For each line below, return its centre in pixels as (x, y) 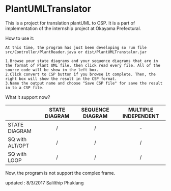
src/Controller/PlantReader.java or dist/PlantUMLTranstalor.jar (76, 52)
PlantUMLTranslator (48, 9)
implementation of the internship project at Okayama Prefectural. (73, 28)
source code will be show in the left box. (52, 70)
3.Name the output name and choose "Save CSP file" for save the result (84, 83)
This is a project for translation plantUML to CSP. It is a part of (70, 23)
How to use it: (20, 38)
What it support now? (28, 97)
